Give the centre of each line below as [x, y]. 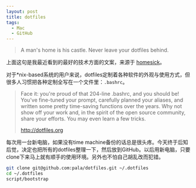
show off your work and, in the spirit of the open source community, [103, 113]
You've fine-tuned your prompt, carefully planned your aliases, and [102, 100]
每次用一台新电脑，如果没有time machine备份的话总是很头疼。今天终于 [92, 142]
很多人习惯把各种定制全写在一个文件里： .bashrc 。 [67, 82]
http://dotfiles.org [42, 130]
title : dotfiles [26, 17]
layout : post [22, 11]
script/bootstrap [27, 179]
